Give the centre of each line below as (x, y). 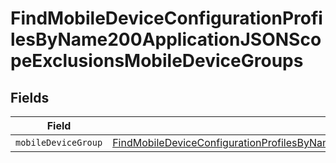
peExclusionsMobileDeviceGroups (157, 61)
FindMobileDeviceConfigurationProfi (166, 18)
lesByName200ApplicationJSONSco (166, 39)
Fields (30, 97)
